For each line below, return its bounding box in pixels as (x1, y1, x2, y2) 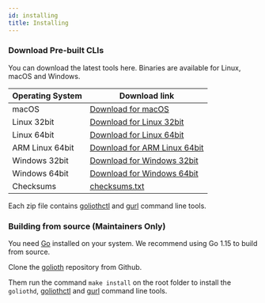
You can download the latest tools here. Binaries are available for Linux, (8, 62, 241, 72)
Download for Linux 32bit (89, 116, 184, 127)
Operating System (12, 90, 82, 101)
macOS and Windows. (8, 71, 81, 81)
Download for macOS (89, 104, 170, 115)
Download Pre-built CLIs (8, 45, 104, 56)
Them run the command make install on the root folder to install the (8, 278, 232, 287)
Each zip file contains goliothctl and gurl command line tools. (8, 201, 207, 210)
